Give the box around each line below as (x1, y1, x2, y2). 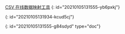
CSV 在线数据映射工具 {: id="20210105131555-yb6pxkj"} (5, 4, 120, 10)
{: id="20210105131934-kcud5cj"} (5, 14, 74, 19)
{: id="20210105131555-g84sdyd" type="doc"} (5, 23, 101, 29)
